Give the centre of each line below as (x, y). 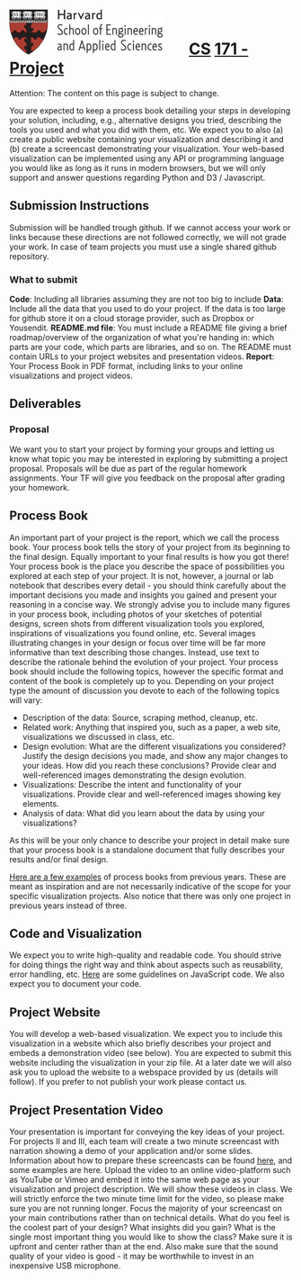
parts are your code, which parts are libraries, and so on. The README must (150, 347)
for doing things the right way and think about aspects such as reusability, (146, 965)
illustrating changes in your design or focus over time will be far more (138, 643)
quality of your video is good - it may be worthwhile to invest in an (132, 1256)
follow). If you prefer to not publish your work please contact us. (128, 1082)
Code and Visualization (75, 933)
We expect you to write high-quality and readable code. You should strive (146, 955)
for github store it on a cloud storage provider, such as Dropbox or (132, 319)
